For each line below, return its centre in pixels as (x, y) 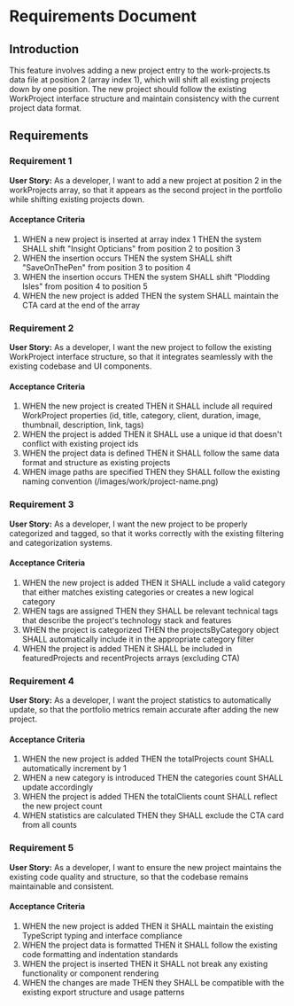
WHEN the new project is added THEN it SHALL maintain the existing (147, 926)
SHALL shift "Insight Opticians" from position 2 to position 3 (131, 248)
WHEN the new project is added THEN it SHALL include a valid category (154, 582)
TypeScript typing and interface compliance (102, 935)
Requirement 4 (42, 681)
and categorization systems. (61, 542)
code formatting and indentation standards (100, 954)
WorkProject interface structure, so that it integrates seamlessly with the (141, 357)
